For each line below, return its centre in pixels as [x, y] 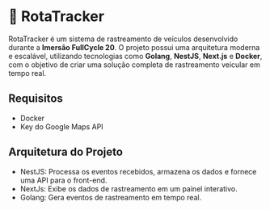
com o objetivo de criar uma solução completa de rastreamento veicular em [134, 65]
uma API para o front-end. [63, 180]
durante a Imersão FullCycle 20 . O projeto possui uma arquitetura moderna [134, 47]
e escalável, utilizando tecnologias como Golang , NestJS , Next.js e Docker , [135, 56]
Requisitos [36, 99]
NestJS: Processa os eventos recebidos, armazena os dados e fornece [138, 171]
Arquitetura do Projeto [66, 152]
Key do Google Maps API [61, 126]
